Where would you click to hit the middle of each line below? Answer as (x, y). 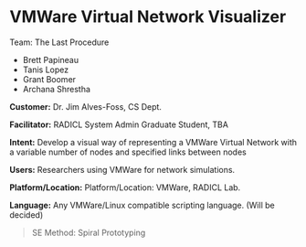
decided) (26, 215)
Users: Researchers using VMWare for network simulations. (122, 169)
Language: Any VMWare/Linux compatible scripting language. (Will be (142, 205)
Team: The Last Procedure (59, 42)
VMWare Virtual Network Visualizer (148, 17)
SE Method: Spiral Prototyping (89, 232)
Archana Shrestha (57, 89)
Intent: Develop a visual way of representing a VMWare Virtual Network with (153, 142)
